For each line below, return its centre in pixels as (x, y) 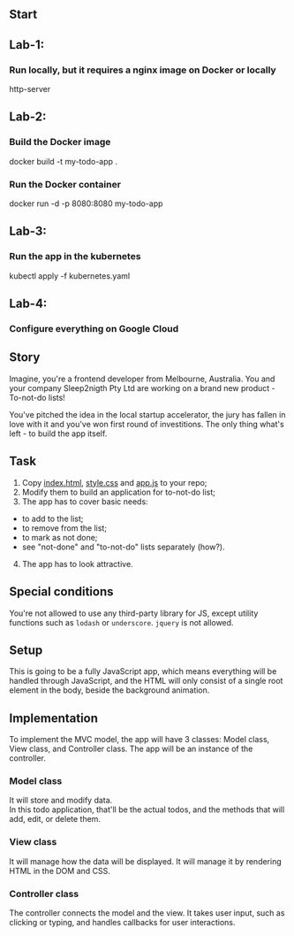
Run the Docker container (65, 184)
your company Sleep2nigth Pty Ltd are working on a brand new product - (142, 387)
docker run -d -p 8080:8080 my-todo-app (86, 203)
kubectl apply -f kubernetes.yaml (70, 276)
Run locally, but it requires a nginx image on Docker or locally (143, 70)
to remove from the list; (64, 528)
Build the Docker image (60, 142)
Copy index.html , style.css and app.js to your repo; (114, 482)
